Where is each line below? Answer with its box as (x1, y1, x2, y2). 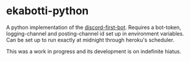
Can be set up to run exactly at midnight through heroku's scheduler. (6, 36, 175, 43)
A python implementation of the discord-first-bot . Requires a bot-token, (6, 24, 181, 31)
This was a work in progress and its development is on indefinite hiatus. (6, 47, 182, 54)
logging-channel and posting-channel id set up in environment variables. (6, 30, 184, 37)
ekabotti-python (6, 4, 89, 18)
